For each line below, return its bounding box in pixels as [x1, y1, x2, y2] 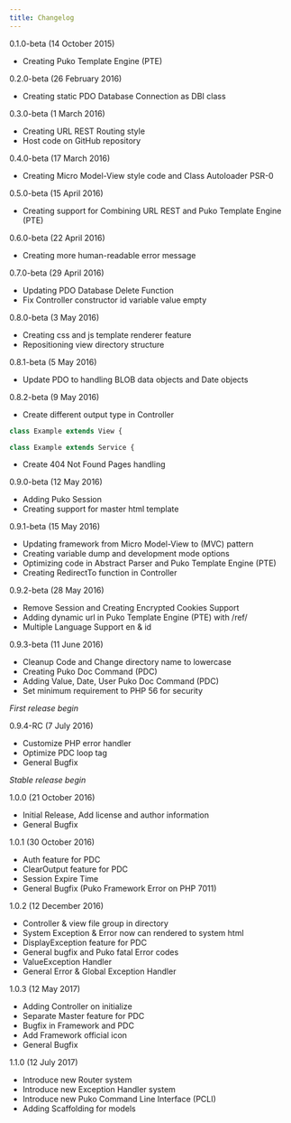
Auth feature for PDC [22, 855, 101, 866]
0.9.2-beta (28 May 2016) [9, 585, 105, 596]
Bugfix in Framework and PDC [22, 1020, 135, 1031]
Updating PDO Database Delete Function [22, 285, 174, 295]
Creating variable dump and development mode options [22, 548, 230, 559]
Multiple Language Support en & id [22, 622, 151, 632]
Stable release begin [9, 774, 86, 786]
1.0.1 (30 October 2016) [9, 837, 95, 847]
